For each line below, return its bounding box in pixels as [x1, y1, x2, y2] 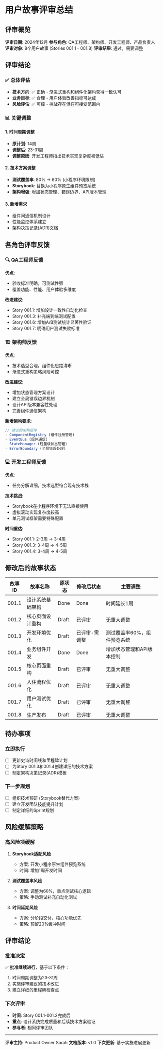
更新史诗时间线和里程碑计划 [12, 757, 68, 763]
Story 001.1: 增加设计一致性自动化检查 [12, 307, 87, 313]
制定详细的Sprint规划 [12, 807, 54, 813]
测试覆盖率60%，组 [106, 629, 151, 636]
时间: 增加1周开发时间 [19, 867, 62, 873]
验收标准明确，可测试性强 [12, 280, 64, 286]
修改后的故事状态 [5, 564, 56, 572]
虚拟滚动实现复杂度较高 [12, 509, 59, 515]
